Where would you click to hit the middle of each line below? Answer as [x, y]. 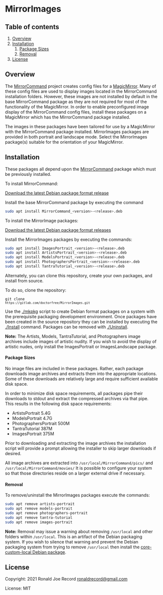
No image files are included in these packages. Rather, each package [74, 369]
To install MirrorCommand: [32, 184]
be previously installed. [28, 174]
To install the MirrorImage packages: [42, 221]
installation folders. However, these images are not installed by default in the [81, 96]
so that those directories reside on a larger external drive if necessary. [75, 473]
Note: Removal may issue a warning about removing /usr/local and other [79, 531]
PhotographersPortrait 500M [41, 424]
